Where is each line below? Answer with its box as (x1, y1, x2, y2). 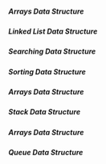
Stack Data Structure (8, 107, 81, 117)
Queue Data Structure (8, 148, 84, 158)
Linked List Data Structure (8, 26, 98, 36)
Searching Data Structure (8, 46, 96, 56)
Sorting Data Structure (8, 66, 87, 76)
